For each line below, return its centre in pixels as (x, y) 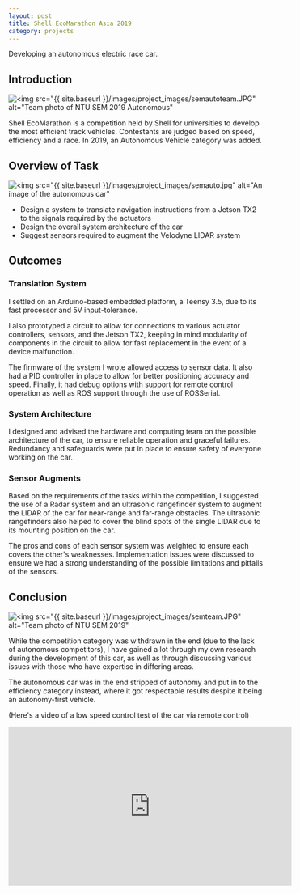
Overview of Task (53, 165)
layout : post (30, 16)
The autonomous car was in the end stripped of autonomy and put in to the (133, 682)
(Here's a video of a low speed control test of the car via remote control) (129, 715)
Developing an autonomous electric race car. (83, 54)
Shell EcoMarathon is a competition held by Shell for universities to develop (134, 123)
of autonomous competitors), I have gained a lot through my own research (132, 650)
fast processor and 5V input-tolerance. (73, 310)
